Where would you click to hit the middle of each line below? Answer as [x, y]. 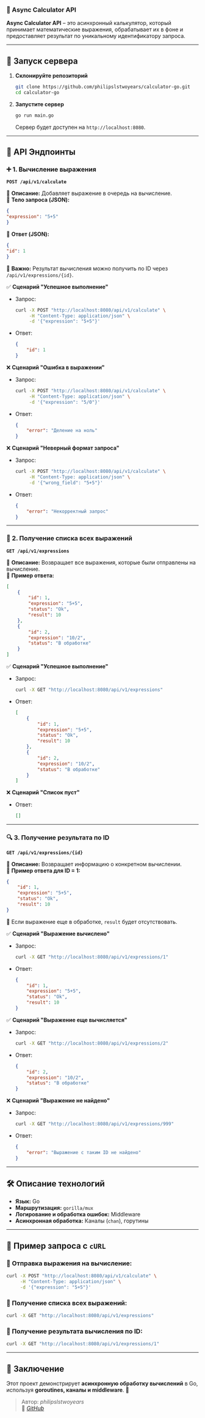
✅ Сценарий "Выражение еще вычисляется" [67, 1020]
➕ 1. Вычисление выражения [51, 169]
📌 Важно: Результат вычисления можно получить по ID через [87, 268]
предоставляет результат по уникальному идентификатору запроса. [96, 36]
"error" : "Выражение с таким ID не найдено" [84, 1152]
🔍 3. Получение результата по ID [58, 838]
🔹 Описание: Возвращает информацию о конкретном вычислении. [94, 864]
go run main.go [34, 115]
